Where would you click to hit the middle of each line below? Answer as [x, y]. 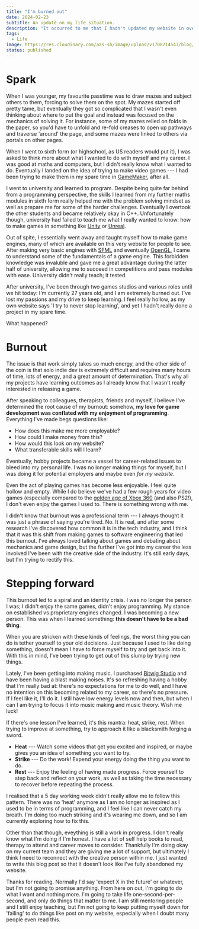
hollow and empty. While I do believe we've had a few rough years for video [99, 491]
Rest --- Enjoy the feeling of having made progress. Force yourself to [99, 771]
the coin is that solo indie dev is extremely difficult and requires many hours [99, 370]
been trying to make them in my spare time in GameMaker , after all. [88, 177]
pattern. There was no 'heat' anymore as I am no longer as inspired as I [93, 802]
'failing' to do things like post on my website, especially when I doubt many [98, 913]
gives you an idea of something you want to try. [73, 752]
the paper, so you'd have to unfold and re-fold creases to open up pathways [99, 127]
